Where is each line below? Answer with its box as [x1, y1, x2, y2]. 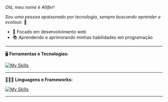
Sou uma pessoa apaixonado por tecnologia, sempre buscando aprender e [5, 14, 161, 19]
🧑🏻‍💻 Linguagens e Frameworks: [5, 77, 73, 83]
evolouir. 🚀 [5, 19, 27, 25]
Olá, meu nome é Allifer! [5, 4, 55, 10]
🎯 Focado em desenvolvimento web [12, 29, 86, 34]
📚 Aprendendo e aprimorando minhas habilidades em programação [12, 34, 153, 40]
